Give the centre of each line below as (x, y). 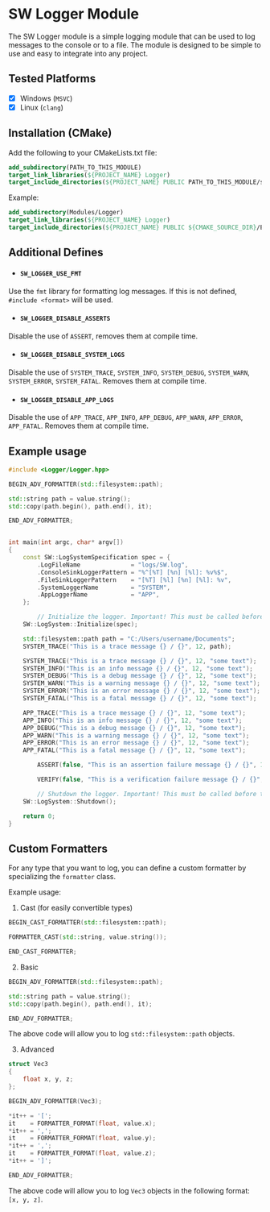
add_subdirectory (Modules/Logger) (66, 213)
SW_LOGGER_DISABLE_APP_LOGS (67, 400)
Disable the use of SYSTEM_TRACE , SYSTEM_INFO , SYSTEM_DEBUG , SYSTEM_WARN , (129, 372)
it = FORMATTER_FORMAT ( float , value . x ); (82, 1123)
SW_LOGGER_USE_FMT (51, 274)
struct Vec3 (28, 1065)
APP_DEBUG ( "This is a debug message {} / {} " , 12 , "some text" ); (135, 728)
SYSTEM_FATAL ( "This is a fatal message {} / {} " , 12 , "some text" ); (140, 699)
